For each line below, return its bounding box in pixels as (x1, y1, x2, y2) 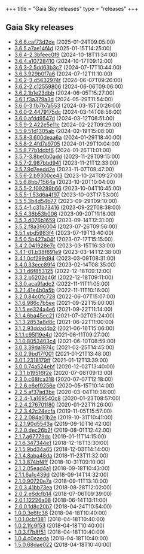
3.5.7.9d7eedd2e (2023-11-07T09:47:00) (14, 165, 115, 172)
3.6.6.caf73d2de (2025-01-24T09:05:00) (14, 38, 115, 46)
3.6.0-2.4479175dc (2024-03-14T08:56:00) (14, 108, 122, 116)
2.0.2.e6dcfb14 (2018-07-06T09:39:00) (14, 490, 112, 497)
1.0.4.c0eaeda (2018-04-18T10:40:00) (14, 534, 109, 541)
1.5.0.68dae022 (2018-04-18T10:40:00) (14, 541, 112, 548)
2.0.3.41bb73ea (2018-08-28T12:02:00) (14, 483, 112, 491)
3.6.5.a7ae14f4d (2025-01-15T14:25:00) (14, 44, 112, 52)
